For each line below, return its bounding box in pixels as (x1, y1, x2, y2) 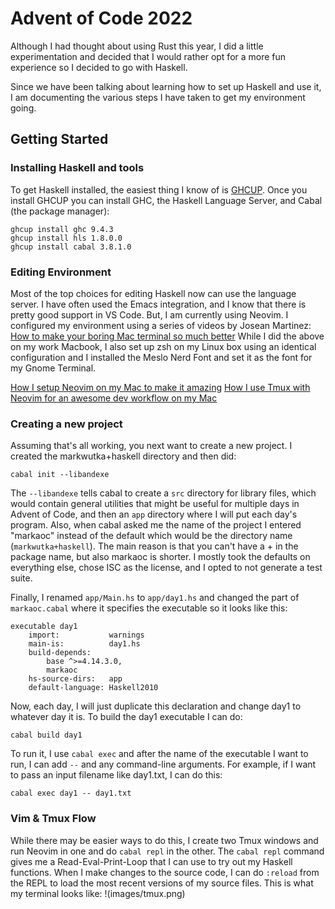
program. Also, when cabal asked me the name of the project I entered (10, 519, 302, 531)
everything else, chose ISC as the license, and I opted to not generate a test (10, 562, 323, 574)
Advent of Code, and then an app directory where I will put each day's (10, 508, 298, 521)
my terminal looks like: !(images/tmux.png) (10, 887, 186, 899)
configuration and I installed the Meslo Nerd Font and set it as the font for (10, 351, 313, 363)
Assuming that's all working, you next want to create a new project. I (10, 440, 293, 452)
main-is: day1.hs (28, 639, 141, 649)
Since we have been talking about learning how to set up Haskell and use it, (10, 80, 322, 92)
